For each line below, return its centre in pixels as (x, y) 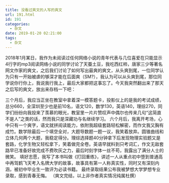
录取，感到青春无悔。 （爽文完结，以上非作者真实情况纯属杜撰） (72, 175)
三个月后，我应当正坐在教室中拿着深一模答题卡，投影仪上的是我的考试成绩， (84, 100)
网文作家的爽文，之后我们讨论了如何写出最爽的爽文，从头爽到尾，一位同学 (82, 70)
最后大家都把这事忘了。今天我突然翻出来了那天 (115, 83)
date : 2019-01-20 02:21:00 (33, 33)
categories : (18, 24)
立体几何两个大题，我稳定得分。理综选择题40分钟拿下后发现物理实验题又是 (83, 138)
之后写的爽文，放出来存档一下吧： (40, 89)
